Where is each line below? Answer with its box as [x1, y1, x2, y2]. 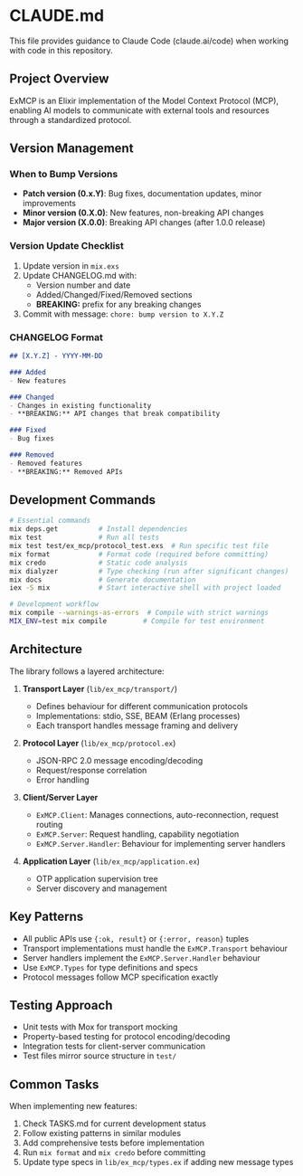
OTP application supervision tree [35, 873, 158, 884]
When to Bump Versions [9, 168, 118, 181]
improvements [22, 198, 77, 209]
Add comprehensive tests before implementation [22, 1137, 205, 1149]
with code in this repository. [9, 44, 113, 55]
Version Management [9, 141, 134, 156]
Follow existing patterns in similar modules [22, 1128, 182, 1139]
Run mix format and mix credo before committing [22, 1147, 206, 1158]
